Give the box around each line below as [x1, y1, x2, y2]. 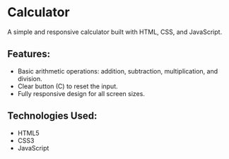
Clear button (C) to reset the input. [17, 82, 118, 90]
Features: [7, 48, 51, 60]
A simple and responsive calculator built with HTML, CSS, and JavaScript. [7, 28, 223, 36]
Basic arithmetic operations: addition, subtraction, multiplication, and [17, 66, 218, 75]
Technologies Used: [7, 110, 98, 122]
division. [17, 74, 42, 83]
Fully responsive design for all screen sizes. [17, 89, 145, 98]
